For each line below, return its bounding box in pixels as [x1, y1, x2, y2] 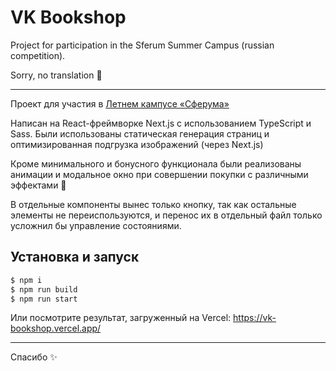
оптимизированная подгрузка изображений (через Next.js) [10, 138, 264, 150]
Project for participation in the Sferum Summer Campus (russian [10, 39, 275, 51]
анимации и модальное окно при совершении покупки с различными [10, 168, 309, 180]
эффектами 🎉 [10, 179, 67, 191]
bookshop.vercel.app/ [10, 322, 102, 335]
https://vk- [233, 312, 277, 324]
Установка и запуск [10, 249, 140, 266]
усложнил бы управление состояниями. [10, 219, 182, 231]
